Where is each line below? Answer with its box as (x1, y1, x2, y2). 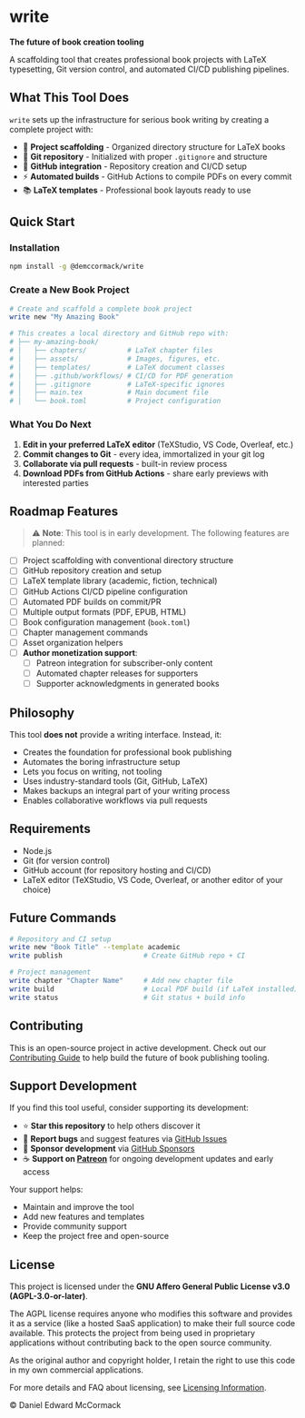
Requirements (9, 821, 91, 837)
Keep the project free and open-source (22, 1231, 170, 1242)
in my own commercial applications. (9, 1364, 143, 1375)
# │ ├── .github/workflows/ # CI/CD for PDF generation (9, 371, 233, 381)
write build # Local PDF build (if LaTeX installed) (9, 984, 299, 994)
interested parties (22, 477, 89, 488)
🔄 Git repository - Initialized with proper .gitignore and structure (22, 151, 268, 162)
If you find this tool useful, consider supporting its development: (9, 1102, 250, 1114)
